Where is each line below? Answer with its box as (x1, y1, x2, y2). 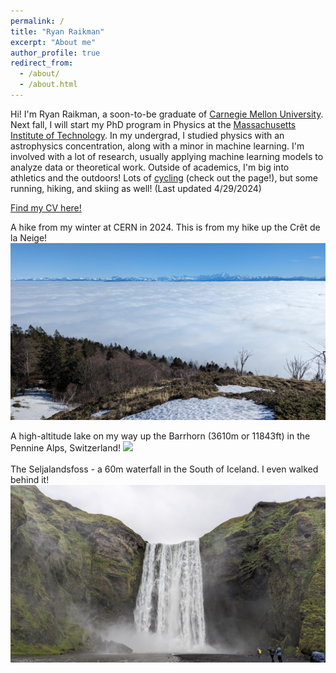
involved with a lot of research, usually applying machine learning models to (10, 150, 324, 162)
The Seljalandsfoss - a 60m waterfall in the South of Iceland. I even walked (10, 463, 319, 475)
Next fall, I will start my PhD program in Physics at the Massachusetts (10, 118, 297, 130)
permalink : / (10, 16, 65, 26)
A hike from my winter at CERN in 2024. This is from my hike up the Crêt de (10, 221, 321, 233)
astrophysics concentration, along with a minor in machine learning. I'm (10, 140, 305, 152)
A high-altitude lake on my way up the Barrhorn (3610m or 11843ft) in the (10, 430, 311, 442)
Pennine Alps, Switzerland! (10, 442, 122, 454)
